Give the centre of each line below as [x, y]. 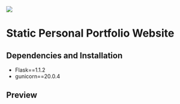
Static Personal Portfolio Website [90, 33]
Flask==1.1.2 [30, 70]
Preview [22, 95]
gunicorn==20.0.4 [37, 76]
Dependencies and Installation [64, 56]
